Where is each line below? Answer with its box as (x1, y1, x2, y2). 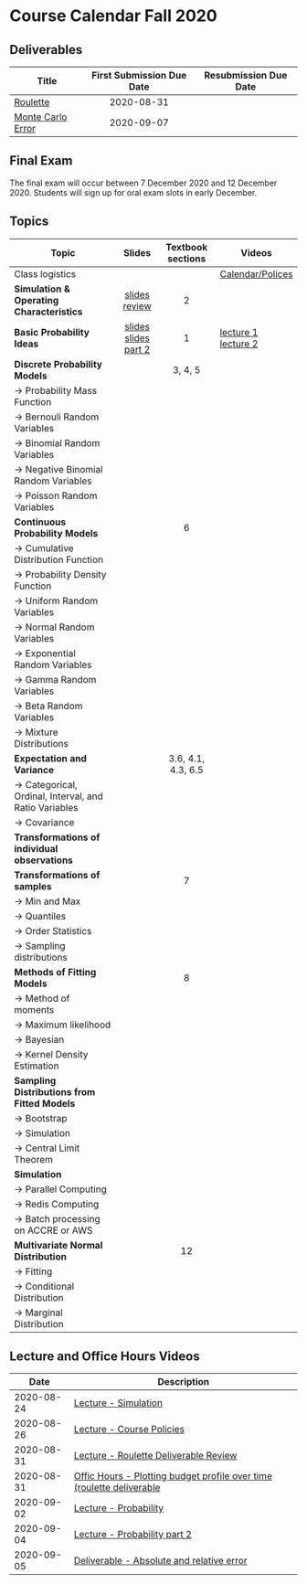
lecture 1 (219, 325, 259, 338)
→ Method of (14, 992, 70, 1005)
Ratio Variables (14, 801, 79, 813)
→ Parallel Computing (14, 1183, 107, 1196)
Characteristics (14, 305, 83, 318)
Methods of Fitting (14, 965, 97, 978)
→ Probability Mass (14, 384, 98, 397)
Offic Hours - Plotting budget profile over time (73, 1470, 272, 1483)
